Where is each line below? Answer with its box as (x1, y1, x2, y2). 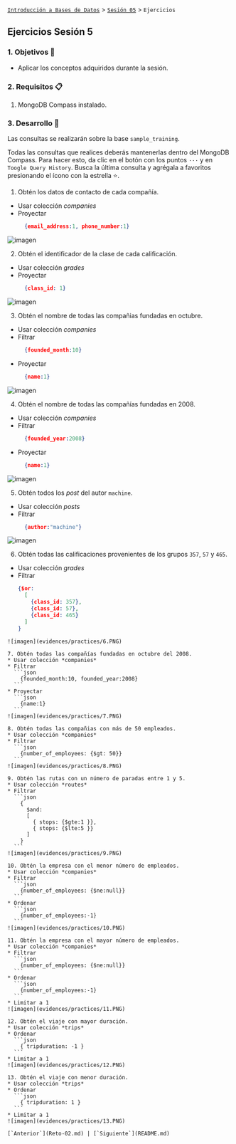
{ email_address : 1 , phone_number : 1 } (24, 223, 130, 230)
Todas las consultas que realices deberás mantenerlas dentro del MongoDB (7, 148, 230, 157)
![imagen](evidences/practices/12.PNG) (7, 1061, 126, 1069)
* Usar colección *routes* (7, 781, 87, 788)
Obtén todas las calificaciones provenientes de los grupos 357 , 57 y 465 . (17, 550, 227, 559)
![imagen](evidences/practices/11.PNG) (7, 1005, 126, 1012)
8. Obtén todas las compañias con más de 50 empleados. (7, 725, 176, 732)
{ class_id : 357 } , (31, 599, 82, 606)
